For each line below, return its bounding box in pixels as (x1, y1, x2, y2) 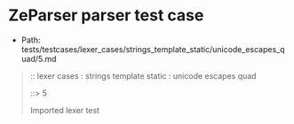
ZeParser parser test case (8, 5, 204, 26)
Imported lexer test (29, 105, 99, 115)
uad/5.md (20, 53, 57, 64)
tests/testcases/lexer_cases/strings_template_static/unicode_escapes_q (20, 43, 285, 54)
